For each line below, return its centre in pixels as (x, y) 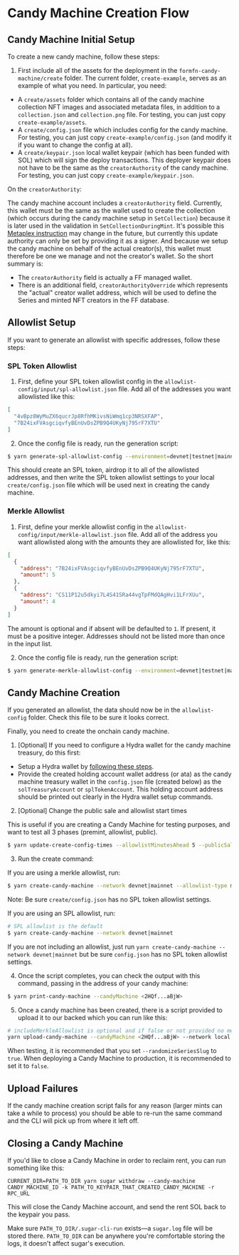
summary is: (26, 263)
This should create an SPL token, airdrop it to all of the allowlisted (103, 470)
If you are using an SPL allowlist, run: (62, 913)
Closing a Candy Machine (65, 1143)
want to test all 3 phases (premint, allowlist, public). (83, 832)
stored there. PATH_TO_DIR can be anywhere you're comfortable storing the (116, 1236)
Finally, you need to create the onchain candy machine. (89, 731)
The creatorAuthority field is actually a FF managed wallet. (105, 277)
